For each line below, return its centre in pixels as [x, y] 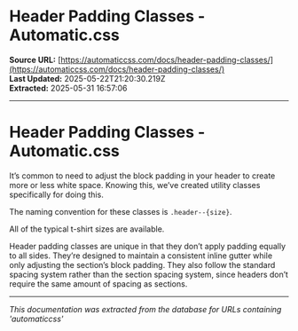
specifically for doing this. [56, 194]
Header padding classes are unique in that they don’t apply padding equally [148, 246]
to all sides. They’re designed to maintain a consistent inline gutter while [141, 256]
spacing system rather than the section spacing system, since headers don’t [149, 274]
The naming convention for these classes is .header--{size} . [121, 211]
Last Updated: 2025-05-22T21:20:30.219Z [87, 78]
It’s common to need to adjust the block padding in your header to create [142, 176]
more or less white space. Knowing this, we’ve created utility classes [135, 185]
